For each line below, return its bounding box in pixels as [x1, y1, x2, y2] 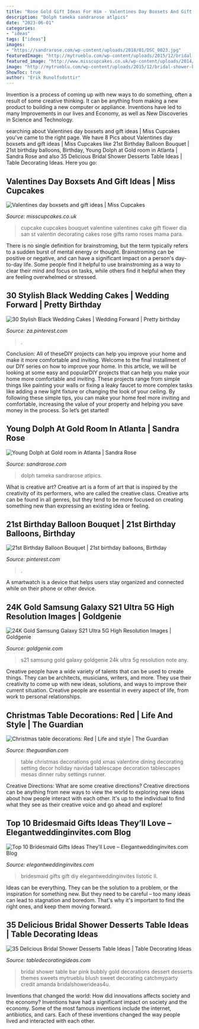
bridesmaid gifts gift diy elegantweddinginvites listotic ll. [20, 872, 158, 880]
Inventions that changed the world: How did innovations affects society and [6, 992, 191, 999]
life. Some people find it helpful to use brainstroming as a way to [23, 261, 181, 268]
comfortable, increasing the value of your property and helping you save [6, 400, 183, 408]
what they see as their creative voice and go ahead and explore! [6, 801, 163, 808]
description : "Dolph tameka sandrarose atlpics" [6, 14, 129, 20]
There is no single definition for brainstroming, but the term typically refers [6, 242, 188, 249]
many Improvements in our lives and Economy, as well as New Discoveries [6, 110, 188, 117]
